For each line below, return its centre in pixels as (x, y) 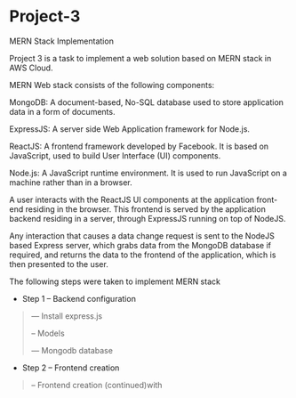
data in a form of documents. (62, 111)
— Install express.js (67, 316)
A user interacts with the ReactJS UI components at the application (132, 199)
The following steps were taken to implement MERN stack (115, 281)
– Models (48, 333)
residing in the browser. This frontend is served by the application (146, 209)
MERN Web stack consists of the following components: (112, 85)
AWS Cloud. (31, 68)
